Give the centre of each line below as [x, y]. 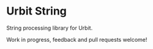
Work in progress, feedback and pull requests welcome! [77, 39]
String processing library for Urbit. [50, 28]
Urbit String [37, 11]
